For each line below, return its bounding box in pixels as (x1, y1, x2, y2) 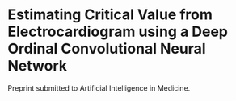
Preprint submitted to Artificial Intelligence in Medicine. (7, 83, 191, 93)
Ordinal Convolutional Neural (7, 40, 206, 58)
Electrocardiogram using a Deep (7, 22, 228, 41)
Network (7, 57, 68, 75)
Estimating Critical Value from (7, 6, 213, 24)
